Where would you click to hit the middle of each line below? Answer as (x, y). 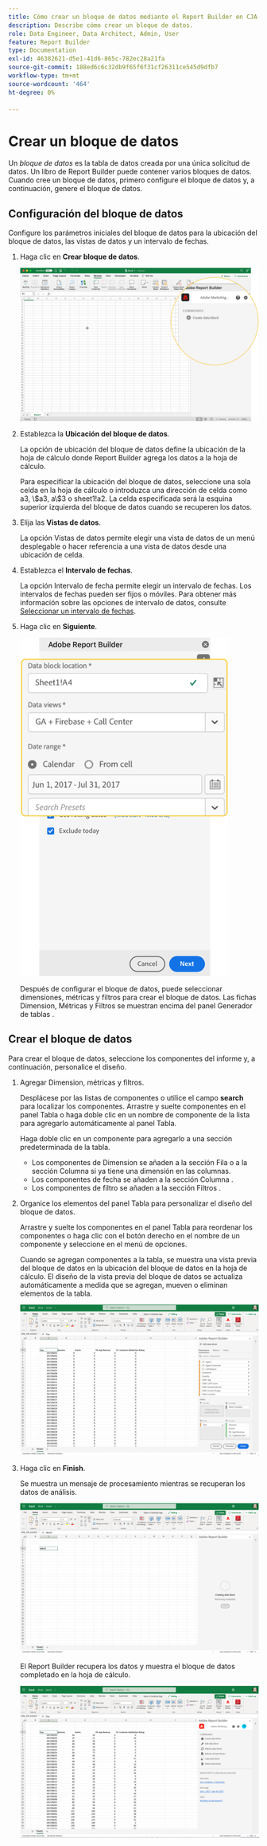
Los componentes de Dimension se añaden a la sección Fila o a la (139, 1162)
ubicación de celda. (52, 554)
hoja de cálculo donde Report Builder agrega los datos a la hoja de (129, 457)
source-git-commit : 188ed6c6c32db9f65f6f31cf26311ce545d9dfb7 (113, 68)
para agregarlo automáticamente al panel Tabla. (98, 1123)
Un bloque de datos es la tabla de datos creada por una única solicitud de (129, 163)
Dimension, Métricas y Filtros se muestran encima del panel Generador (136, 1005)
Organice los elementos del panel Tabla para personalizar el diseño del (136, 1203)
